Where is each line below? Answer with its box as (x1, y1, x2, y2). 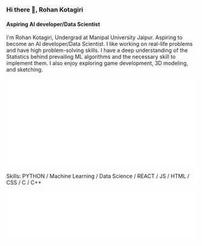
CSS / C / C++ (6, 179, 42, 186)
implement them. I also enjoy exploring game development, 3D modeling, (6, 60, 189, 67)
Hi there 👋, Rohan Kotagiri (6, 5, 83, 14)
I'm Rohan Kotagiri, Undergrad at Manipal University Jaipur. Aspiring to (6, 34, 183, 41)
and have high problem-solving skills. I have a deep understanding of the (6, 47, 189, 54)
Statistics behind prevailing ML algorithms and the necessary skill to (6, 53, 176, 60)
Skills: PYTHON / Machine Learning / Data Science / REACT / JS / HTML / (6, 172, 190, 180)
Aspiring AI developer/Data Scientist (6, 21, 100, 28)
